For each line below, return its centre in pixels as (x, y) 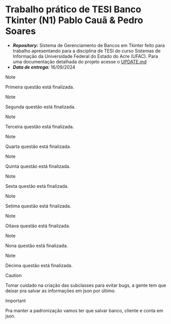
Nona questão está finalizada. (36, 245)
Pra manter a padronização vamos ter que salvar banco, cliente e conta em (84, 310)
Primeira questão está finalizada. (40, 87)
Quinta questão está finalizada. (38, 166)
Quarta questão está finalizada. (38, 146)
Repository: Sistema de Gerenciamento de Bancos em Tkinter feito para (89, 45)
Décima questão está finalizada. (39, 265)
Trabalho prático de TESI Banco (73, 9)
